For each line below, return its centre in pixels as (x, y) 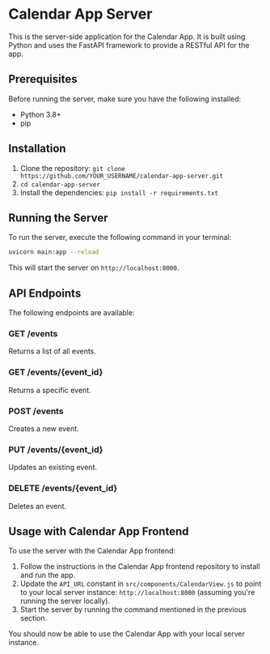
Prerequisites (43, 79)
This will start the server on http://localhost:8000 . (94, 267)
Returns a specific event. (50, 390)
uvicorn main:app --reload (54, 252)
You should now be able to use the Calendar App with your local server (127, 634)
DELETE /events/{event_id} (63, 489)
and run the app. (48, 575)
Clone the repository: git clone (72, 168)
